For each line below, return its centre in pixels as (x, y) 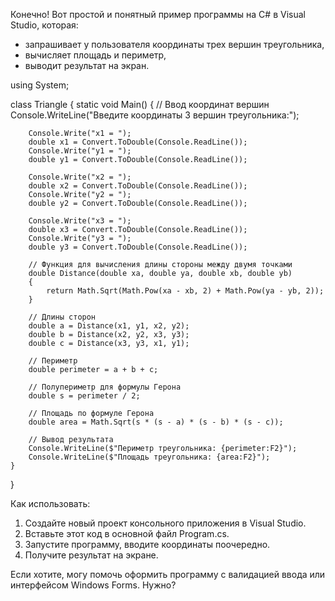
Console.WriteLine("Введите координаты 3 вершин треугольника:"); (155, 115)
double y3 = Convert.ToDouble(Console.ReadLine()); (138, 247)
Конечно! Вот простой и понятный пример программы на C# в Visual (158, 14)
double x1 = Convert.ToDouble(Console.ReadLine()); (138, 142)
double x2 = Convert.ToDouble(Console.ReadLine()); (138, 186)
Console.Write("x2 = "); (80, 177)
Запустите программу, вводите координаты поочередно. (147, 544)
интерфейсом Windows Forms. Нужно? (93, 585)
